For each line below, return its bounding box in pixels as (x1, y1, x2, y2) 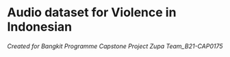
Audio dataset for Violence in (7, 5, 177, 20)
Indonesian (7, 19, 73, 35)
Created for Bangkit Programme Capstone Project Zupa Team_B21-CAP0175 (7, 42, 223, 50)
